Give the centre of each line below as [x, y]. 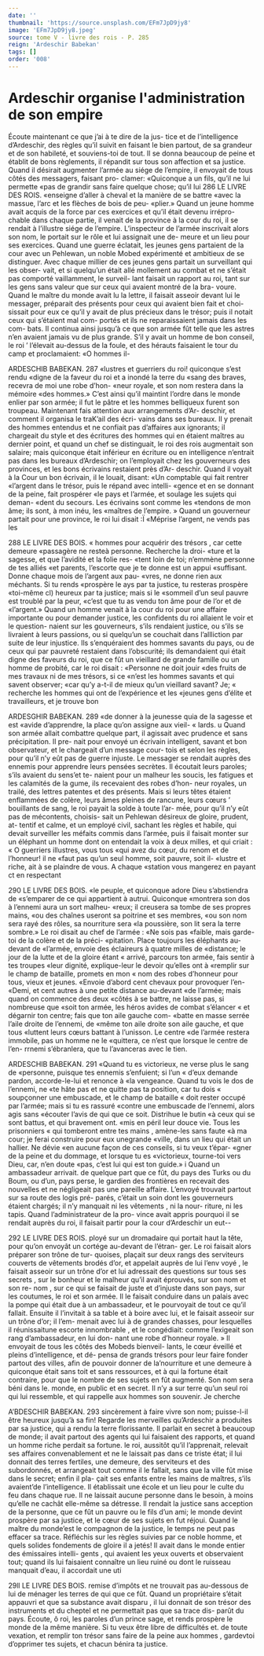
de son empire [56, 115]
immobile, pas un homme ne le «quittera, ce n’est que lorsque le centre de [128, 1040]
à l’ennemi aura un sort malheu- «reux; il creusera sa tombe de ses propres [130, 907]
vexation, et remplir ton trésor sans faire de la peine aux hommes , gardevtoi [132, 1636]
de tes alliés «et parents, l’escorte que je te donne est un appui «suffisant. [128, 567]
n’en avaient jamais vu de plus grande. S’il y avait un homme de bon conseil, [131, 337]
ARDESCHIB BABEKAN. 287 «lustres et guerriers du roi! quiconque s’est [125, 368]
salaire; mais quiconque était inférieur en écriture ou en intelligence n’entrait [131, 452]
